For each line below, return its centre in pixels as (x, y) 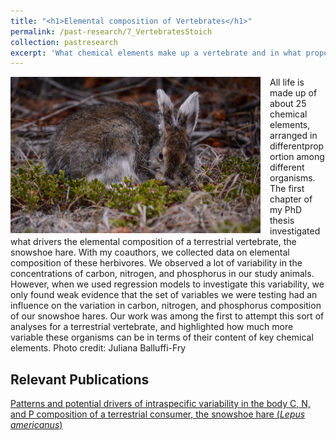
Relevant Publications (80, 379)
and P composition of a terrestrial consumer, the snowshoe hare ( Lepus (158, 414)
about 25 (288, 104)
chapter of (291, 199)
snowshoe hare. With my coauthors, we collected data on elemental (150, 252)
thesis (282, 221)
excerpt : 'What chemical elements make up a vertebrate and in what (156, 53)
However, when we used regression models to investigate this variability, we (167, 284)
